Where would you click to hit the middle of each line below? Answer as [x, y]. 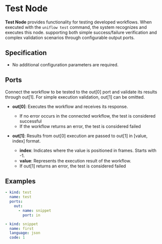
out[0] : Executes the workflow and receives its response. [70, 106]
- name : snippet [35, 210]
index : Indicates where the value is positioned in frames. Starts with [88, 150]
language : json [25, 233]
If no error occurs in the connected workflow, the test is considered [87, 116]
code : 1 [17, 238]
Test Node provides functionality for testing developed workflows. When [79, 22]
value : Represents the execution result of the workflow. [75, 161]
